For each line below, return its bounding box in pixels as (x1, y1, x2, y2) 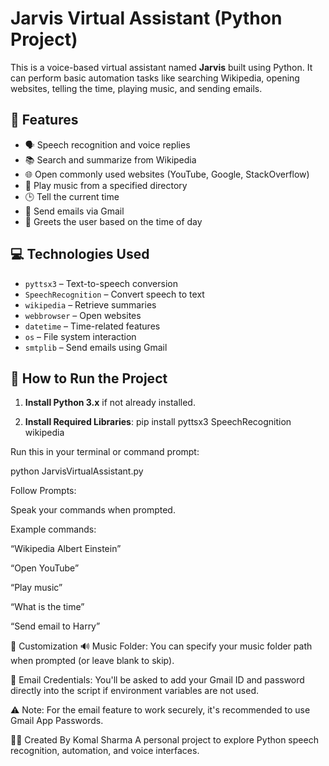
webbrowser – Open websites (24, 309, 142, 321)
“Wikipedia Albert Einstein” (10, 543, 122, 555)
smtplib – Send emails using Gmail (24, 341, 168, 353)
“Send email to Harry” (10, 620, 101, 632)
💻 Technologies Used (10, 246, 150, 263)
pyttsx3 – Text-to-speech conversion (24, 277, 178, 289)
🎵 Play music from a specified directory (24, 179, 188, 191)
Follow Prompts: (10, 485, 77, 497)
